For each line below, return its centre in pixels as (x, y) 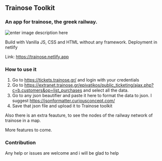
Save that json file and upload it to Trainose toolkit (62, 106)
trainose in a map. (23, 120)
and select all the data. (106, 90)
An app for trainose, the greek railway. (51, 22)
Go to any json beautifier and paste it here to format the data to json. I (82, 95)
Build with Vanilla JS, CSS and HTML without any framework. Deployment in (81, 42)
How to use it (21, 69)
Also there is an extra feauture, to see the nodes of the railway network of (79, 115)
